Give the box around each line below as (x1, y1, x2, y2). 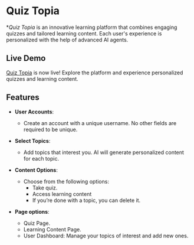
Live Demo (6, 53, 46, 63)
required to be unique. (23, 126, 78, 133)
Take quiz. (32, 184, 58, 191)
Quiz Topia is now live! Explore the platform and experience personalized (6, 69, 183, 76)
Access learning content (32, 190, 92, 197)
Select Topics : (14, 137, 51, 144)
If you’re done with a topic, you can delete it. (32, 197, 141, 204)
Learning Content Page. (23, 226, 81, 233)
